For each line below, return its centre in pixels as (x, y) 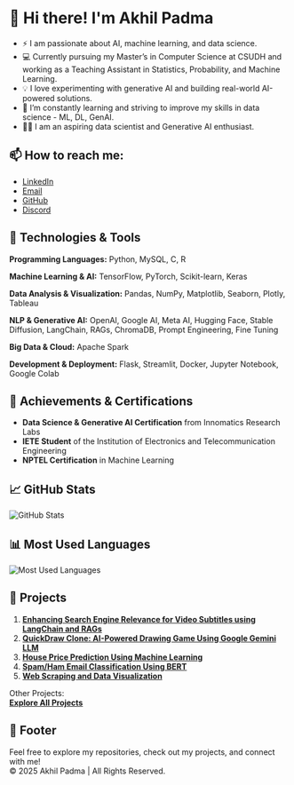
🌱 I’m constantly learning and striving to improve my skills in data (141, 107)
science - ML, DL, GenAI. (68, 117)
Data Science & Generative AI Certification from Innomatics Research (151, 423)
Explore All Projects (46, 702)
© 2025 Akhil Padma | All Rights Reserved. (87, 771)
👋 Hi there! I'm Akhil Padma (111, 18)
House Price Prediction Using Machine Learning (112, 657)
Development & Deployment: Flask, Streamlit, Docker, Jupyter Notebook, (144, 364)
